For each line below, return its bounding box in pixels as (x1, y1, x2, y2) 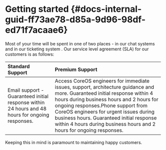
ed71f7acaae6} (5, 25, 68, 36)
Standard (7, 63, 30, 70)
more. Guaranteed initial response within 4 (55, 90, 153, 97)
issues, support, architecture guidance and (55, 83, 155, 90)
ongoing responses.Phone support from (55, 102, 148, 109)
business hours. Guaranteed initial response (55, 114, 157, 121)
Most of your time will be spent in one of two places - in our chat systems (5, 40, 155, 46)
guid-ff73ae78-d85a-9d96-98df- (5, 14, 146, 25)
